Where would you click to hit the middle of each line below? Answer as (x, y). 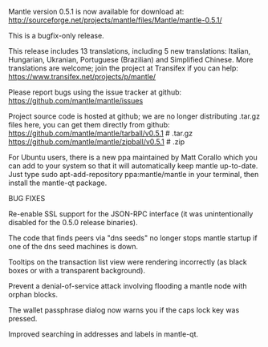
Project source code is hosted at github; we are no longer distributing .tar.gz (134, 116)
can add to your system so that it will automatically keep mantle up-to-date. (133, 166)
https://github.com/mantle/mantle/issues (76, 101)
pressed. (23, 319)
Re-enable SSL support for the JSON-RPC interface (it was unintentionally (131, 214)
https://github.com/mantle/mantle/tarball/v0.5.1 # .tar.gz (101, 133)
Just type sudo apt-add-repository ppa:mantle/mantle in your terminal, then (134, 174)
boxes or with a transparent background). (77, 270)
